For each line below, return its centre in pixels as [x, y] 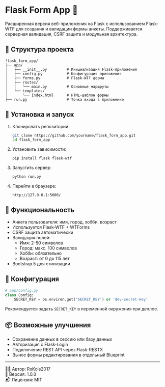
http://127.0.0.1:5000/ [37, 195]
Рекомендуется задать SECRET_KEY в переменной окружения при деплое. [82, 309]
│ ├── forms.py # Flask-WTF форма [55, 78]
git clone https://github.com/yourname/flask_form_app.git [74, 135]
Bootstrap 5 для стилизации [41, 263]
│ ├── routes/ [22, 82]
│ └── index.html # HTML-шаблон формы [57, 95]
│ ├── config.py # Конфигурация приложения [63, 74]
